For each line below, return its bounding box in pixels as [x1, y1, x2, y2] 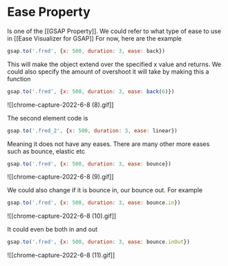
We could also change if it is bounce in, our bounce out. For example [7, 186, 202, 194]
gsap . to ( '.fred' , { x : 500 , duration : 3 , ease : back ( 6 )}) [7, 88, 175, 95]
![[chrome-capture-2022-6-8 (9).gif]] [7, 173, 114, 181]
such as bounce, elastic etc [7, 147, 86, 155]
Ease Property [7, 4, 91, 20]
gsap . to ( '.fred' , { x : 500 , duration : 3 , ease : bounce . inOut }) [7, 238, 190, 245]
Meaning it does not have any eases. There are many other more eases [7, 139, 210, 148]
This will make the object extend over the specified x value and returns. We [7, 60, 222, 68]
